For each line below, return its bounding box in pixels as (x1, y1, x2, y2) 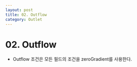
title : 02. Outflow (5, 12, 47, 17)
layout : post (5, 7, 33, 13)
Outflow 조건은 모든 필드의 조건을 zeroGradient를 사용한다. (12, 56, 132, 62)
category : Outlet (5, 17, 43, 22)
